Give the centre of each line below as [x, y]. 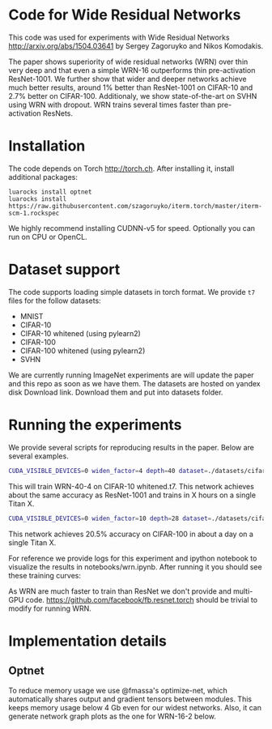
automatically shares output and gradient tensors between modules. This [130, 699]
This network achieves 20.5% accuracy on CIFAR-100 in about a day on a [131, 534]
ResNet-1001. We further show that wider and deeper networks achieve [127, 79]
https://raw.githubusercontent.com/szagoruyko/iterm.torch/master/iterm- [136, 206]
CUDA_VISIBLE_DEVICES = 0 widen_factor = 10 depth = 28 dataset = [110, 518]
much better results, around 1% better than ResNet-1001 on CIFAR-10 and [131, 87]
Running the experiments [95, 425]
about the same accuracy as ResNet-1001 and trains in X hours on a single [132, 495]
